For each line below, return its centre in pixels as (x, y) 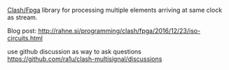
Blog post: (22, 31)
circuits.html (25, 38)
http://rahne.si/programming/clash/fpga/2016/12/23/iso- (119, 31)
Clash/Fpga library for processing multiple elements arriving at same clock (115, 10)
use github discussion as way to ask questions (74, 52)
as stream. (22, 17)
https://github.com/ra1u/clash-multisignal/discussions (85, 59)
